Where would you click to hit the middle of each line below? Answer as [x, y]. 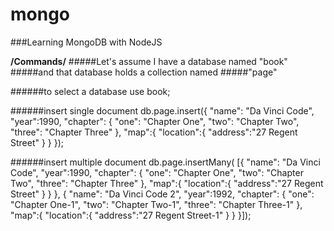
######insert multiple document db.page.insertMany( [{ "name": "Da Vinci [165, 162]
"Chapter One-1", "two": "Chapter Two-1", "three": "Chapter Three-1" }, [156, 204]
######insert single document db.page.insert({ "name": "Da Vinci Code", [162, 110]
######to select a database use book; [90, 91]
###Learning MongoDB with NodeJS [86, 42]
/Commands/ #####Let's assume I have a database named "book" [149, 61]
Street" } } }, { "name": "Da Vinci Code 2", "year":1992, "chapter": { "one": [162, 194]
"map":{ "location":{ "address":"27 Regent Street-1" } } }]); [131, 215]
